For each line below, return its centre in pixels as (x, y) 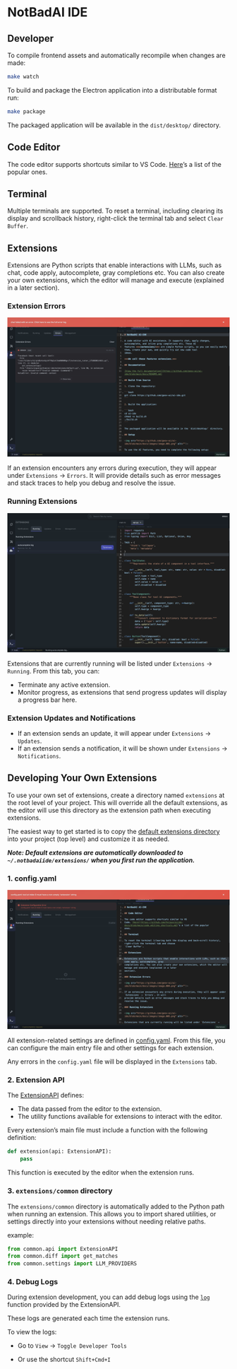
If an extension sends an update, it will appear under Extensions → (114, 734)
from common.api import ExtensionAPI (63, 1249)
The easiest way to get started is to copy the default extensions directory (114, 831)
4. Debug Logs (33, 1282)
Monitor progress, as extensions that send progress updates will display (122, 692)
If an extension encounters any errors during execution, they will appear (112, 468)
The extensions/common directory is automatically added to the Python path (116, 1206)
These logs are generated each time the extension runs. (89, 1318)
